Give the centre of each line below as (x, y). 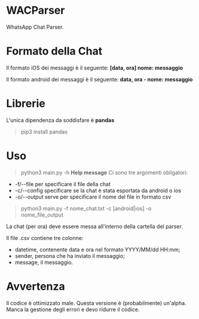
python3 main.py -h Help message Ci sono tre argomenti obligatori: (104, 172)
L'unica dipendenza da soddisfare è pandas (60, 120)
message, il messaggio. (44, 262)
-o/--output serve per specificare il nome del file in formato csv (93, 197)
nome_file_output (42, 215)
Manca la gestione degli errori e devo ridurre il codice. (73, 309)
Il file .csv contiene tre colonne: (45, 238)
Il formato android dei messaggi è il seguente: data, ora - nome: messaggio (99, 79)
